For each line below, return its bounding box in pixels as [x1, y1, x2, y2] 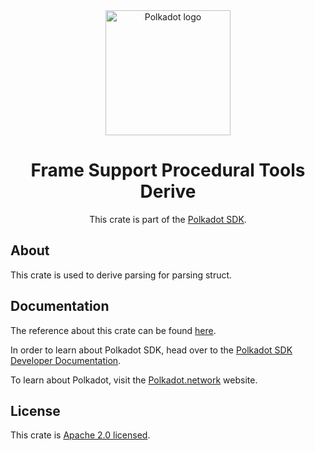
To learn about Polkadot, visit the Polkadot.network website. [10, 374, 258, 386]
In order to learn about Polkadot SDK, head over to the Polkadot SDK [10, 344, 293, 356]
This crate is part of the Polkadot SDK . [89, 213, 247, 225]
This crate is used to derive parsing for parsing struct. [10, 269, 233, 281]
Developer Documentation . [10, 354, 122, 366]
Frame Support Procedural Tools [30, 159, 306, 182]
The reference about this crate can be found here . [10, 324, 217, 336]
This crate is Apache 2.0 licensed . [10, 429, 151, 441]
